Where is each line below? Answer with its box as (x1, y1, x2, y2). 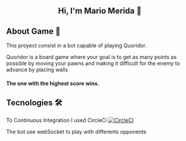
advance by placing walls (6, 66, 68, 73)
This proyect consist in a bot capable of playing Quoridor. (6, 42, 147, 49)
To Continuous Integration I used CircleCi (6, 117, 107, 124)
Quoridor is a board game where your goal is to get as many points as (6, 54, 177, 61)
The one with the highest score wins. (6, 80, 100, 87)
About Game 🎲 (6, 26, 61, 36)
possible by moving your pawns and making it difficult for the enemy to (6, 60, 180, 67)
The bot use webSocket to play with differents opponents (6, 128, 147, 135)
